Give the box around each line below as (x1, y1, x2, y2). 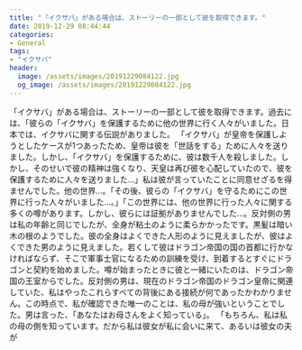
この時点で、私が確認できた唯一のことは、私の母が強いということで (24, 298, 278, 309)
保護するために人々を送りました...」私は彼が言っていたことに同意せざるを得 (9, 173, 293, 185)
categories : (9, 30, 54, 39)
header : (9, 64, 39, 73)
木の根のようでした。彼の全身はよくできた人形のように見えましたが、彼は (9, 230, 286, 241)
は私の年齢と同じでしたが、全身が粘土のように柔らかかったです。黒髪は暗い (9, 218, 293, 230)
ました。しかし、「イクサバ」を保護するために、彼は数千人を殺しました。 (9, 151, 281, 162)
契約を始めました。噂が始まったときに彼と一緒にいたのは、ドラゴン (32, 263, 286, 275)
